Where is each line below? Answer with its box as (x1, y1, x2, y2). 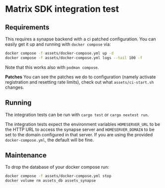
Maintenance (5, 151, 47, 159)
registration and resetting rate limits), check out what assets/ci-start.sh (5, 79, 154, 85)
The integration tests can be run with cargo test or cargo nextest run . (5, 112, 149, 118)
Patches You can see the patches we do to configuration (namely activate (5, 74, 156, 80)
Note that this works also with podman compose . (5, 64, 99, 70)
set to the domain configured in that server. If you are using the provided (5, 131, 153, 137)
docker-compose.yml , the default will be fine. (5, 137, 94, 143)
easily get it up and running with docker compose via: (5, 41, 111, 47)
